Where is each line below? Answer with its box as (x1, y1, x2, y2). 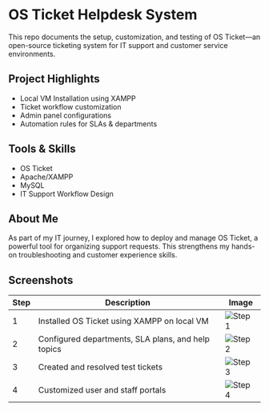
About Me (8, 212, 58, 225)
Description (105, 297, 151, 309)
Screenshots (8, 273, 74, 287)
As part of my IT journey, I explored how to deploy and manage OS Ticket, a (8, 233, 259, 243)
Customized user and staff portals (38, 385, 167, 396)
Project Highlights (8, 72, 100, 86)
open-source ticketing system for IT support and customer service (8, 40, 228, 50)
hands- (231, 241, 255, 251)
